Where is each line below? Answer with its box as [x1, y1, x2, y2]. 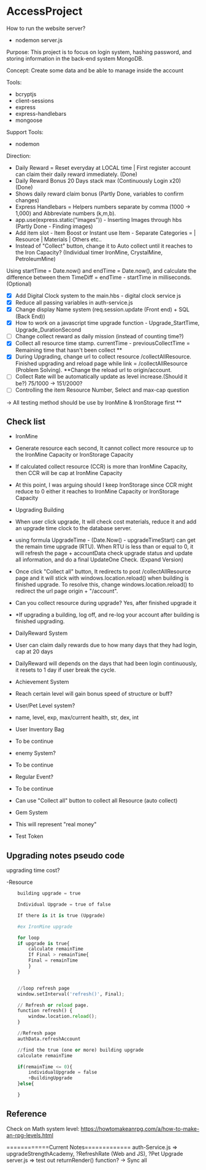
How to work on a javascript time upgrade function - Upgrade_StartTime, [15, 319, 200, 327]
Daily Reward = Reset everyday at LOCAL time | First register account [15, 164, 191, 171]
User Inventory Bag [15, 726, 64, 733]
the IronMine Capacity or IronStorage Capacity [15, 451, 134, 458]
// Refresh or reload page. [17, 1002, 89, 1008]
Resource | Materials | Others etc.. [15, 235, 102, 243]
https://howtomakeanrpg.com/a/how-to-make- [80, 1125, 200, 1132]
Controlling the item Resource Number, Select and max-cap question [15, 386, 189, 393]
